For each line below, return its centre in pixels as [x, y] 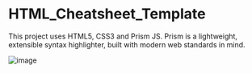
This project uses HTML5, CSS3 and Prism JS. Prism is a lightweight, [123, 36]
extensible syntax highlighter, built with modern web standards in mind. [127, 44]
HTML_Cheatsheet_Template [107, 14]
